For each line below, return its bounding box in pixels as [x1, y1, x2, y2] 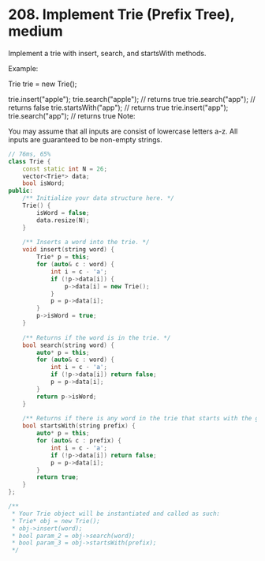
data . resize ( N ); [36, 216, 90, 224]
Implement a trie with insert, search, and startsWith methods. [8, 48, 207, 58]
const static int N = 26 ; [22, 164, 108, 173]
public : [8, 187, 34, 195]
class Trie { [8, 157, 51, 165]
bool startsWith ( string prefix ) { [22, 422, 136, 430]
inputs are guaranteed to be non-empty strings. [8, 134, 163, 144]
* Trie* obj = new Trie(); [11, 517, 101, 525]
